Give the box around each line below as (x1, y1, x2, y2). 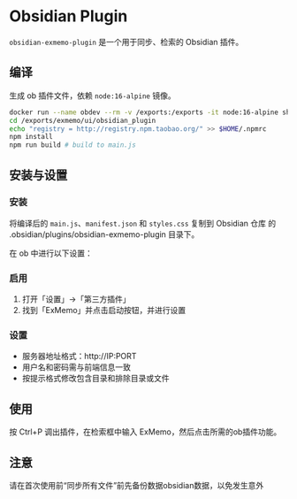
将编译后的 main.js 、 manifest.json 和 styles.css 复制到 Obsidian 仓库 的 (9, 218, 277, 228)
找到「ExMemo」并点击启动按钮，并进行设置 (21, 305, 187, 316)
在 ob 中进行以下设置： (9, 248, 93, 258)
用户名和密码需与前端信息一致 (21, 362, 131, 372)
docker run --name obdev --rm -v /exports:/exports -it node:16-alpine (9, 108, 278, 117)
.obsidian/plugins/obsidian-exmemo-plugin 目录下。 (9, 228, 200, 240)
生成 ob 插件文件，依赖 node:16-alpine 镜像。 (9, 90, 176, 101)
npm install (9, 133, 53, 142)
